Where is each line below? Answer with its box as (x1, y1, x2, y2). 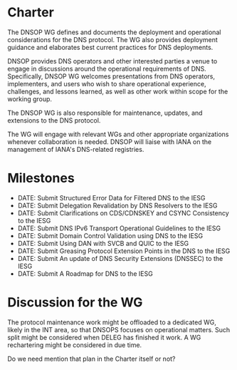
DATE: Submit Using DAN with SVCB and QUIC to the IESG (17, 239, 189, 247)
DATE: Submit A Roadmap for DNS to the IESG (17, 269, 153, 278)
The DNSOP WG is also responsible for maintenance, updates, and (7, 108, 203, 117)
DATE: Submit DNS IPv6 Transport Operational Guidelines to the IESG (17, 224, 221, 232)
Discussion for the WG (7, 294, 143, 311)
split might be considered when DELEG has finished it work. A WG (7, 333, 201, 341)
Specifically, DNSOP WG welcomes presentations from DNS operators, (7, 72, 216, 81)
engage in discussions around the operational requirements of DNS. (7, 64, 206, 73)
